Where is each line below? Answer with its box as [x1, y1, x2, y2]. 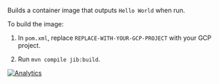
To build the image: [7, 20, 64, 28]
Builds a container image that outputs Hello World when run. [7, 6, 185, 14]
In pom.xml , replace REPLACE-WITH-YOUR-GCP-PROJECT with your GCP [17, 33, 212, 42]
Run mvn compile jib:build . [17, 55, 101, 63]
